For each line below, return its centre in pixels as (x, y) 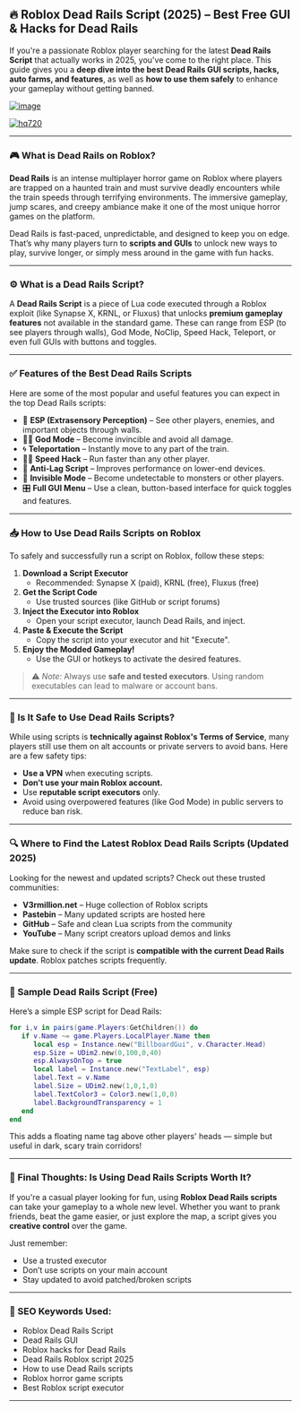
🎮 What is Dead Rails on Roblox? (82, 155)
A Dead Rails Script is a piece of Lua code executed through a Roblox (138, 304)
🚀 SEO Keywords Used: (60, 1311)
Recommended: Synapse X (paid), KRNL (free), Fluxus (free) (147, 583)
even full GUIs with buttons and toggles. (83, 342)
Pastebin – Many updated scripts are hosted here (114, 914)
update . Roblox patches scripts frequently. (88, 960)
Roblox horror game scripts (73, 1378)
